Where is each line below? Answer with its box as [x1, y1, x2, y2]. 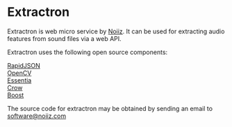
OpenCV [7, 69, 32, 77]
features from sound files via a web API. [7, 34, 122, 42]
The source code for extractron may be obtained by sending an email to [7, 104, 213, 112]
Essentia [7, 76, 32, 84]
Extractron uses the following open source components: [7, 48, 168, 56]
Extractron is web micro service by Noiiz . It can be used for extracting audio [7, 27, 225, 35]
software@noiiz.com [7, 112, 67, 120]
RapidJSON [7, 61, 40, 69]
